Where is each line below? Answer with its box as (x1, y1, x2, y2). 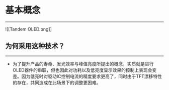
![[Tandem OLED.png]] (5, 26, 52, 32)
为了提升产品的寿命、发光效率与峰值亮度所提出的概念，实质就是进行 (12, 60, 154, 66)
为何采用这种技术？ (5, 42, 65, 50)
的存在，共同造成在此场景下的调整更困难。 (12, 79, 101, 85)
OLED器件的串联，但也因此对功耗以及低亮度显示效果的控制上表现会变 (12, 67, 157, 73)
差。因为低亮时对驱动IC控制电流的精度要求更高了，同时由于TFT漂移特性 (12, 73, 162, 79)
